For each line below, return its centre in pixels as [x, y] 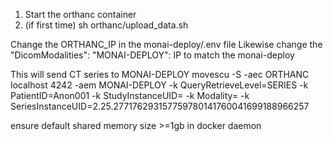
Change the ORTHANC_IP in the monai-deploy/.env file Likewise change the [166, 44]
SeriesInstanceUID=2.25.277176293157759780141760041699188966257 [160, 106]
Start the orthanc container [80, 14]
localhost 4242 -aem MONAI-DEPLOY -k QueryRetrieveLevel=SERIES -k [159, 85]
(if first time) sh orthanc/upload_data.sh [106, 25]
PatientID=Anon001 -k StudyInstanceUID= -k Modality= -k [130, 95]
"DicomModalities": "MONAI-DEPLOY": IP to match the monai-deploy [152, 55]
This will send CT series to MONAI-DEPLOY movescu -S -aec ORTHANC [160, 74]
